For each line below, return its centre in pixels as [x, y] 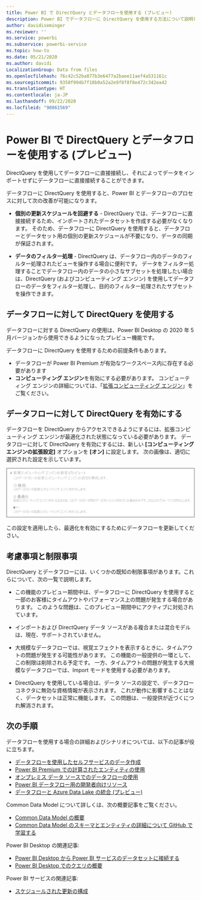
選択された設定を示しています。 [45, 459]
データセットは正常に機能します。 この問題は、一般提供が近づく [105, 698]
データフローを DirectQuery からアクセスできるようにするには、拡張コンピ [98, 429]
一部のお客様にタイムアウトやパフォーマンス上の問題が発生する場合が [101, 600]
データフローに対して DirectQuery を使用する [90, 314]
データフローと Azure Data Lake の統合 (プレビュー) [79, 792]
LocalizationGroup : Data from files [52, 70]
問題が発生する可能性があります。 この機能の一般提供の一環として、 [110, 655]
